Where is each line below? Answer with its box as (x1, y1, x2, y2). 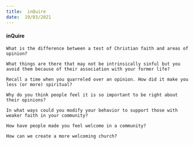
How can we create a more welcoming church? (6, 133, 117, 139)
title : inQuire (6, 8, 46, 15)
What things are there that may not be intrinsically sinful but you (6, 61, 181, 67)
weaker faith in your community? (6, 113, 88, 118)
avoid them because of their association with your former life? (6, 66, 170, 72)
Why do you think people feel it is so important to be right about (6, 92, 178, 98)
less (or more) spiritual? (6, 81, 73, 87)
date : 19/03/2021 (6, 14, 51, 20)
